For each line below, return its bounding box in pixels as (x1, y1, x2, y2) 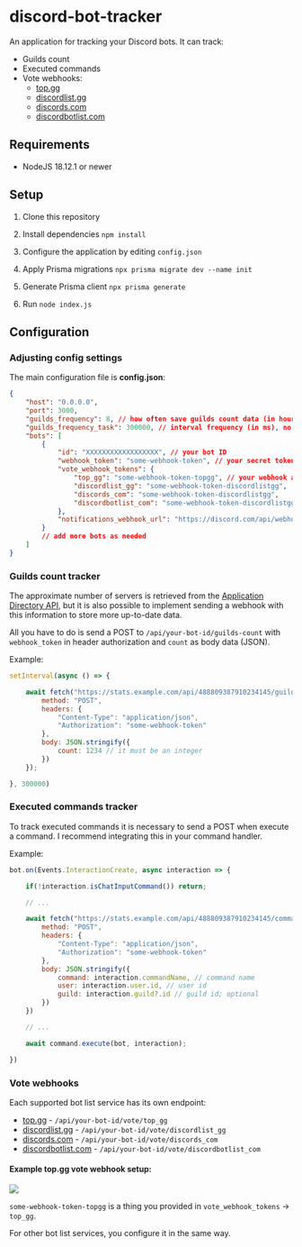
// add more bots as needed (41, 532, 147, 542)
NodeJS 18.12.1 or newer (22, 160, 112, 172)
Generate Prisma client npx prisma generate (22, 281, 186, 292)
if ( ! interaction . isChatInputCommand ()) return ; (25, 881, 207, 891)
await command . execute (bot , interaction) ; (25, 1039, 187, 1048)
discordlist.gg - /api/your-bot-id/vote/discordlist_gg (22, 1124, 226, 1134)
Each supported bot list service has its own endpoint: (9, 1097, 207, 1107)
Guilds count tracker (9, 569, 101, 582)
